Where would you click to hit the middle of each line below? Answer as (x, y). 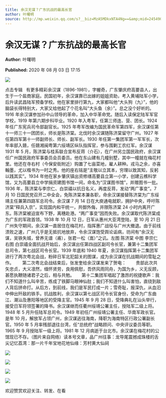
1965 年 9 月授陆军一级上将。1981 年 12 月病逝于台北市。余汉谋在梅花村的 (80, 331)
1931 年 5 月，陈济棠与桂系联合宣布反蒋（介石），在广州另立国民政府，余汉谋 (83, 152)
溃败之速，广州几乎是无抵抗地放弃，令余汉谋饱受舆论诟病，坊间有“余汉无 (80, 232)
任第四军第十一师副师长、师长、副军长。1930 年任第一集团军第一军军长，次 (82, 139)
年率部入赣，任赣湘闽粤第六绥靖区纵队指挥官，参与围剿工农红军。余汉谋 (79, 145)
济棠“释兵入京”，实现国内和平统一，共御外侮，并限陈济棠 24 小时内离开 (78, 207)
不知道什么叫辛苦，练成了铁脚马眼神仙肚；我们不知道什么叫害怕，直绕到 (83, 281)
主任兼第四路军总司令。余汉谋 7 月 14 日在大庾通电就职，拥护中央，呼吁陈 (84, 201)
